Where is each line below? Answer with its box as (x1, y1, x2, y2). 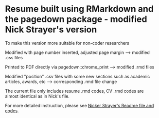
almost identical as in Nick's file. (5, 93, 70, 99)
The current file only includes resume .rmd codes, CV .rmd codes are (5, 88, 144, 94)
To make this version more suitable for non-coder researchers (5, 40, 130, 46)
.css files (5, 54, 23, 60)
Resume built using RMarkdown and (5, 3, 154, 15)
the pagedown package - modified (5, 14, 147, 25)
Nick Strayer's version (5, 24, 97, 35)
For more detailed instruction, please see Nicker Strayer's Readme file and (5, 102, 154, 108)
